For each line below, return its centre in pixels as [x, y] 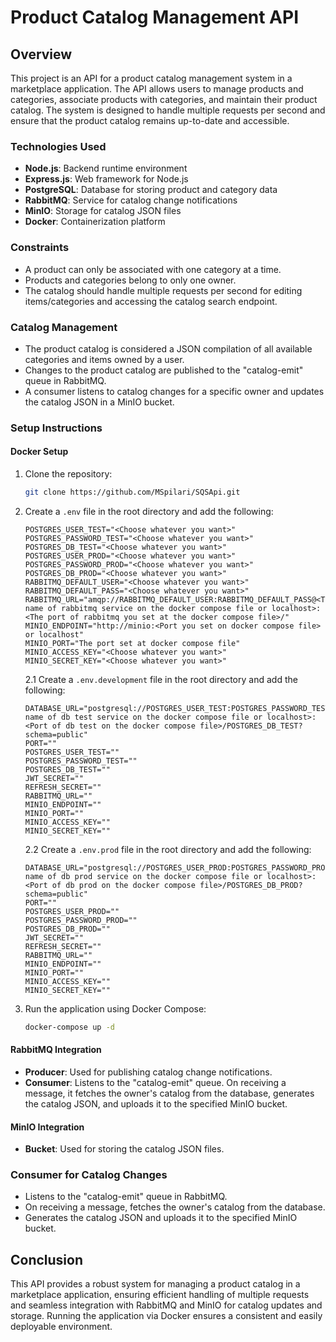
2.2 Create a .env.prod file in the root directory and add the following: [168, 849]
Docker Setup [39, 452]
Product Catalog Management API [155, 17]
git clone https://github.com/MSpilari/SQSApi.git [132, 492]
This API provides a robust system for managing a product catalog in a [155, 1284]
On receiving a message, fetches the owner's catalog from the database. [175, 1207]
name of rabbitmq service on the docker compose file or [146, 608]
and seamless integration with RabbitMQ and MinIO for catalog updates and [166, 1305]
